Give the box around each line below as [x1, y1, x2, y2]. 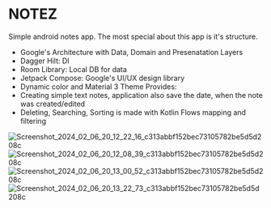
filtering [19, 116, 47, 125]
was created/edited [19, 99, 86, 108]
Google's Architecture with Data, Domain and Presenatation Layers [19, 47, 243, 57]
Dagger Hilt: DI [19, 56, 70, 66]
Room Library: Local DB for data [19, 64, 128, 74]
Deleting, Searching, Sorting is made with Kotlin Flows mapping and [19, 107, 247, 117]
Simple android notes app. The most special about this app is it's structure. [8, 32, 258, 41]
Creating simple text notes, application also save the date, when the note [19, 90, 263, 100]
